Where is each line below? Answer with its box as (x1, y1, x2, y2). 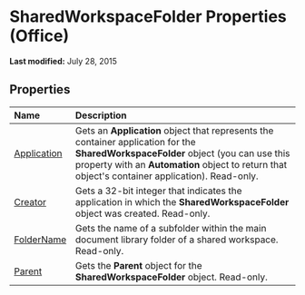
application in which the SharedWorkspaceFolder (75, 195, 290, 208)
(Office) (9, 25, 70, 46)
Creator (14, 195, 47, 208)
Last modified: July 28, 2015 (9, 55, 118, 66)
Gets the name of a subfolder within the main (75, 221, 267, 234)
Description (75, 109, 127, 122)
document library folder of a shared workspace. (75, 233, 279, 246)
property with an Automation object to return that (75, 158, 288, 171)
